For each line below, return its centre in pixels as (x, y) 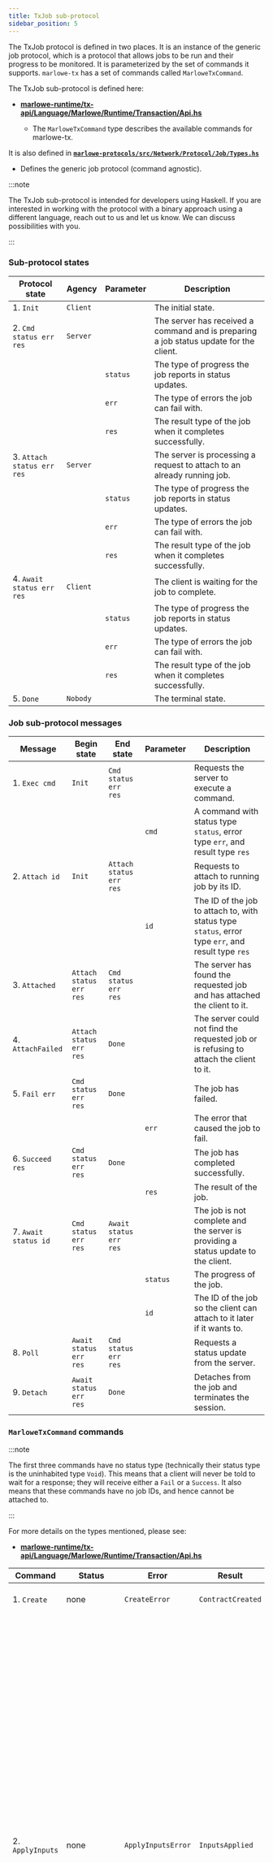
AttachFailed (38, 1049)
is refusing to (219, 1049)
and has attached (227, 995)
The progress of (225, 1275)
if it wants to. (219, 1328)
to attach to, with (226, 911)
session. (210, 1408)
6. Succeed (32, 1159)
